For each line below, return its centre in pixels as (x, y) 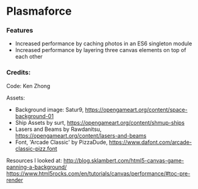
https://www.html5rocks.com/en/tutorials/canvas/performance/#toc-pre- (98, 173)
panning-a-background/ (37, 167)
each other (29, 57)
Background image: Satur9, (49, 109)
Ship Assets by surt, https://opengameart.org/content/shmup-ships (100, 122)
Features (20, 31)
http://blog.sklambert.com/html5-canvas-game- (124, 160)
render (15, 180)
